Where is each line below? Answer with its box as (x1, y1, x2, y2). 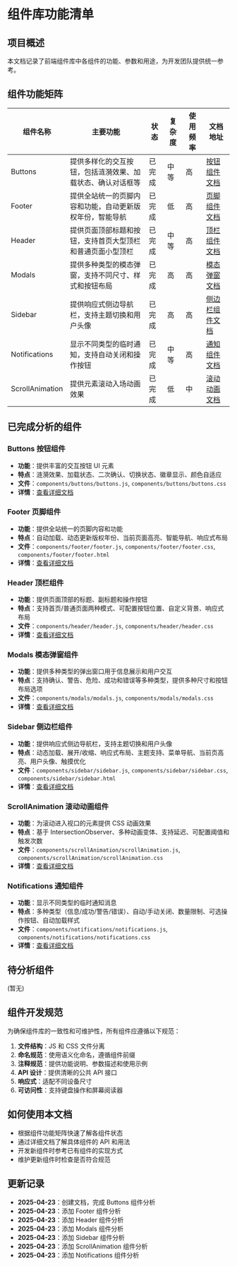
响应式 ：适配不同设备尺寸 (17, 1077, 92, 1085)
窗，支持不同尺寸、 (70, 270, 134, 280)
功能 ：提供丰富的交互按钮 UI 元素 (17, 461, 114, 470)
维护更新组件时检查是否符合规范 (17, 1155, 111, 1164)
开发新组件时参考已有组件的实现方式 (17, 1146, 123, 1154)
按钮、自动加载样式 (23, 916, 80, 925)
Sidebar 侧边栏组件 (7, 722, 73, 731)
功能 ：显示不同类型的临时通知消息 (17, 898, 117, 907)
